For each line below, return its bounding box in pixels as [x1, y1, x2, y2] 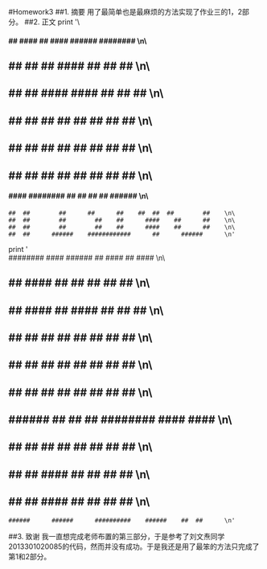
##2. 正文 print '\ [23, 17, 80, 27]
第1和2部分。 [8, 551, 51, 561]
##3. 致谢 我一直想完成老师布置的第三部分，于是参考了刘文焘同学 [8, 531, 225, 541]
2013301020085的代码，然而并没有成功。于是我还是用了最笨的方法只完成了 [8, 542, 260, 551]
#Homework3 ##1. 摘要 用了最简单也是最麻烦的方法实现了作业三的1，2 [8, 7, 243, 16]
